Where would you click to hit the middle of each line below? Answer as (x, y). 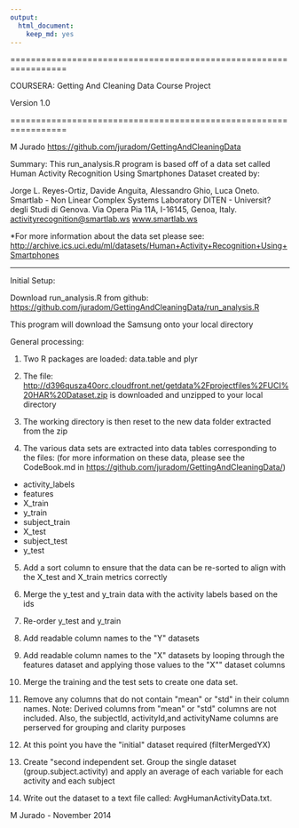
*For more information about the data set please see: (107, 236)
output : (24, 17)
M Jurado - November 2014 (61, 816)
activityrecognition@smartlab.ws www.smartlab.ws (104, 219)
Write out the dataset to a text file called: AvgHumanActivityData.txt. (147, 798)
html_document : (46, 26)
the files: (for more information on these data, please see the (134, 458)
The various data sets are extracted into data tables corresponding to (150, 449)
